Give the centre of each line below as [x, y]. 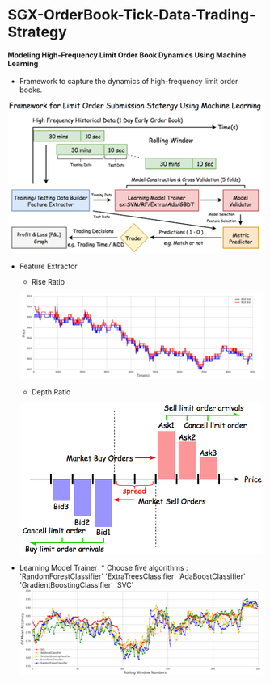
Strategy [38, 32]
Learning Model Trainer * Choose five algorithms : [103, 567]
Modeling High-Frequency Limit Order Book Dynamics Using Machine [127, 55]
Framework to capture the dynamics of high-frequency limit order [129, 82]
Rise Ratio [48, 282]
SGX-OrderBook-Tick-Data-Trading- [132, 15]
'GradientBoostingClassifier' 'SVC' [76, 584]
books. [31, 90]
